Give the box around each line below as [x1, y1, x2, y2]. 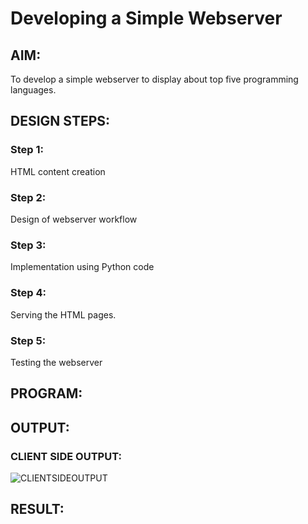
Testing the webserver [10, 356, 103, 368]
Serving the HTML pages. [10, 308, 117, 321]
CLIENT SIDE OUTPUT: [10, 449, 122, 463]
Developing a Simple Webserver [10, 7, 283, 30]
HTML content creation [10, 165, 106, 177]
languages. [10, 84, 57, 96]
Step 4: [10, 286, 47, 300]
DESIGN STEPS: [10, 113, 111, 130]
